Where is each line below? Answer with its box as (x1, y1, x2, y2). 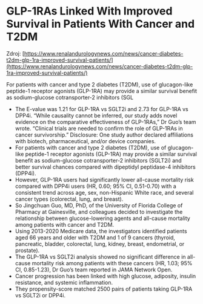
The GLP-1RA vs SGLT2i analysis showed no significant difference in (15, 253, 186, 260)
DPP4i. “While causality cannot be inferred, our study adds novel (15, 112, 178, 119)
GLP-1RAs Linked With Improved (6, 4, 173, 18)
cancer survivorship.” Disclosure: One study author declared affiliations (15, 131, 194, 138)
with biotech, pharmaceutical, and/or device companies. (15, 137, 156, 144)
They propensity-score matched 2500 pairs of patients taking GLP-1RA (15, 285, 193, 293)
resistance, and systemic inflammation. (15, 279, 113, 286)
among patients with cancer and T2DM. (15, 221, 115, 228)
